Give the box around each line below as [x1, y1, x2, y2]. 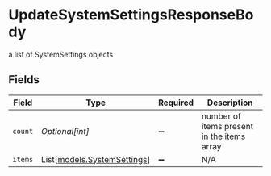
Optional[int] [40, 125, 90, 136]
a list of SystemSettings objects [8, 49, 114, 59]
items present [201, 120, 254, 132]
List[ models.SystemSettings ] [40, 153, 151, 165]
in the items [201, 131, 246, 142]
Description [206, 97, 253, 108]
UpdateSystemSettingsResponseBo [8, 6, 254, 24]
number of [201, 111, 242, 122]
